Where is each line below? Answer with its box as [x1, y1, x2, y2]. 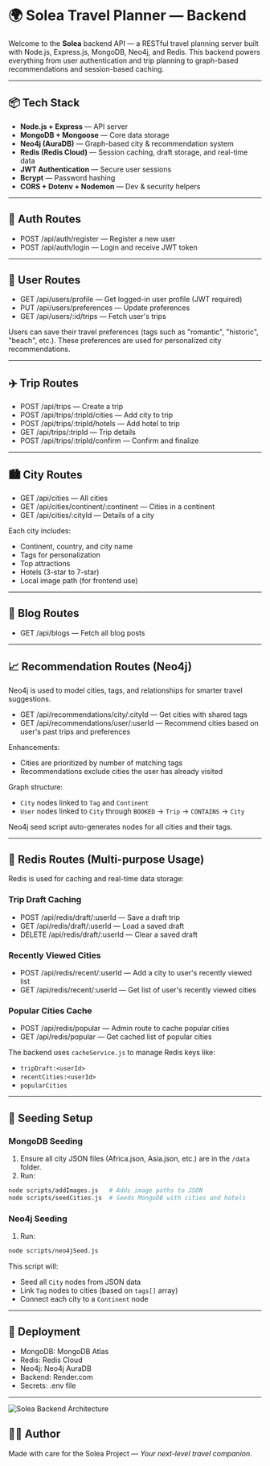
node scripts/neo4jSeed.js [8, 1247, 99, 1255]
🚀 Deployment [8, 1325, 80, 1339]
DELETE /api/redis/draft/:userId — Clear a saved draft [19, 930, 198, 939]
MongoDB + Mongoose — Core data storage [19, 130, 170, 139]
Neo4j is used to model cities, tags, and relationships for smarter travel [8, 685, 243, 695]
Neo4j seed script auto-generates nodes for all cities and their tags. [8, 822, 233, 831]
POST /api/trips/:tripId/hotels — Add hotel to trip [19, 419, 180, 429]
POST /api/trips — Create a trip [19, 402, 124, 412]
